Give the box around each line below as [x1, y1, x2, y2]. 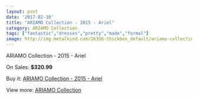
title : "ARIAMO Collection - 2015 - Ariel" [6, 19, 115, 25]
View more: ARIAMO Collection [6, 87, 81, 93]
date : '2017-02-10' [6, 14, 54, 20]
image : [6, 36, 22, 42]
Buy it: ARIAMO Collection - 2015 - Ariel [6, 75, 103, 82]
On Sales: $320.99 [6, 64, 53, 71]
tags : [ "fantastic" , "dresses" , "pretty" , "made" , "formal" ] [6, 31, 149, 37]
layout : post [6, 8, 38, 15]
